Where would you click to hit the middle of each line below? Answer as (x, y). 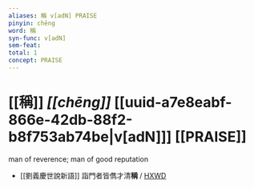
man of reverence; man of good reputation (79, 159)
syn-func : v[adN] (37, 38)
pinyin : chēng (32, 23)
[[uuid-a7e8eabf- (173, 103)
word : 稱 (22, 30)
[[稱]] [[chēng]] (60, 103)
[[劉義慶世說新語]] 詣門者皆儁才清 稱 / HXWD (93, 175)
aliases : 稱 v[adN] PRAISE (53, 16)
